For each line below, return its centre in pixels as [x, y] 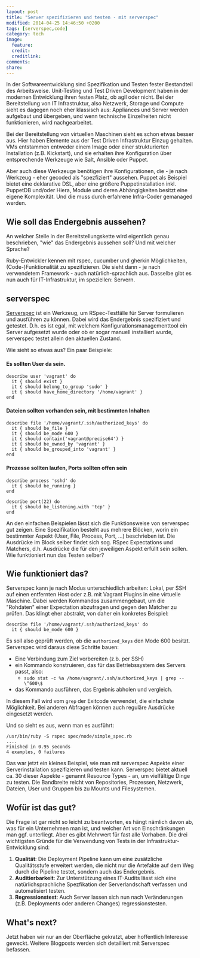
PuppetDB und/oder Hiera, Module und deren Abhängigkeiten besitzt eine [97, 190]
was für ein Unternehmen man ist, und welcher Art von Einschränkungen [96, 828]
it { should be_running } [44, 486]
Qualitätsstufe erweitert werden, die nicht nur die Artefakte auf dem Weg [104, 865]
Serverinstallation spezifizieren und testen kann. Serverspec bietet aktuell [97, 769]
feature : [22, 46]
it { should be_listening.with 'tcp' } [61, 507]
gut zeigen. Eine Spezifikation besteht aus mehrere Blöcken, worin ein [92, 529]
